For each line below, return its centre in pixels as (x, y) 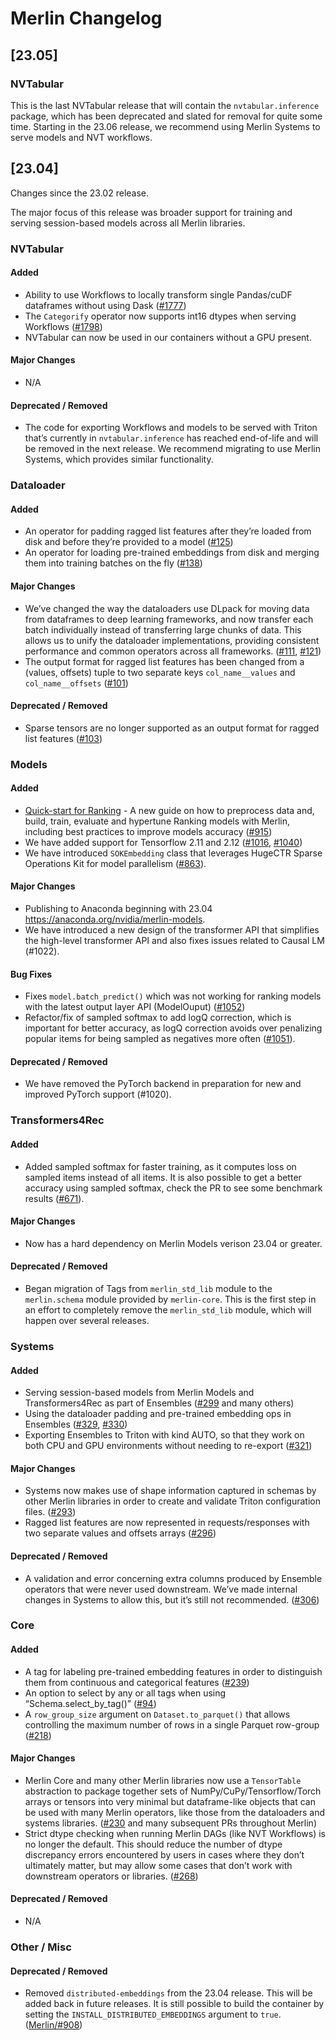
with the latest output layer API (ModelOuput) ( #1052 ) (135, 1007)
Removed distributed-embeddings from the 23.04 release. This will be (168, 1993)
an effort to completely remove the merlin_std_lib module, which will (168, 1310)
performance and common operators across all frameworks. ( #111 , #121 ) (173, 651)
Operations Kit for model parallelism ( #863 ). (115, 863)
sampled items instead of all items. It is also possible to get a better (163, 1177)
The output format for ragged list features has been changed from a (164, 661)
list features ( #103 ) (63, 738)
